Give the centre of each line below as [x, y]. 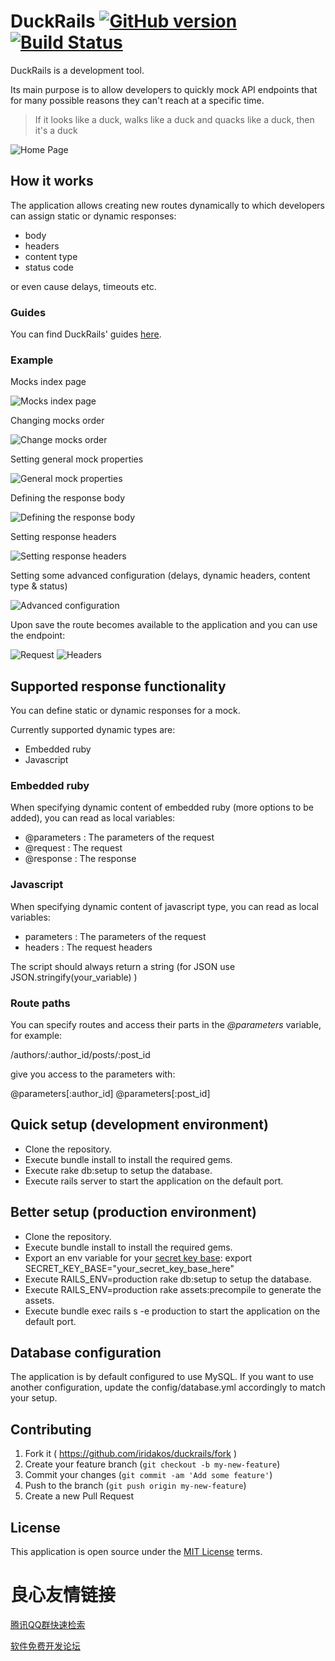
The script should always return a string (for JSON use [123, 966]
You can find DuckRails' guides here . [86, 334]
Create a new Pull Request [79, 1496]
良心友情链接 [63, 1595]
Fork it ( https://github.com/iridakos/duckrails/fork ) [130, 1454]
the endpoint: [38, 636]
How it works [52, 181]
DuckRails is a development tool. [77, 70]
